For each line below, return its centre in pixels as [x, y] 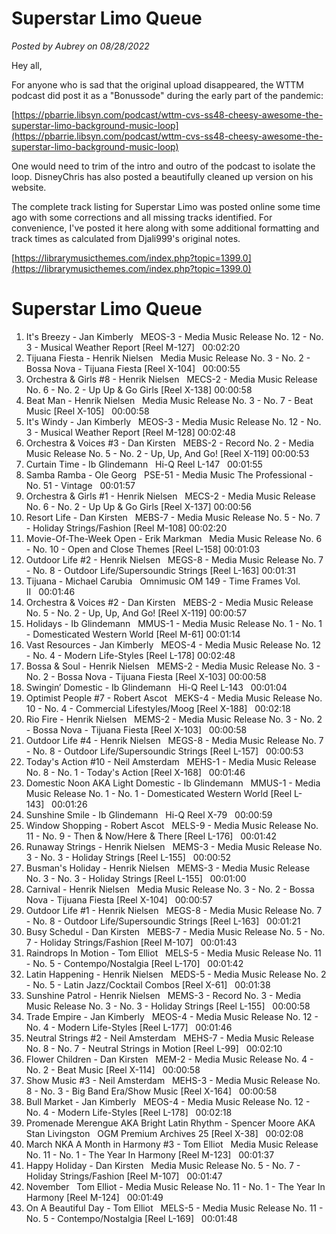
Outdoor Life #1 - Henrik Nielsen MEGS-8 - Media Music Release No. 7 [174, 910]
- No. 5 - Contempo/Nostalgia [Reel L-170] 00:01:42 [134, 963]
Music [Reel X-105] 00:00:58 [87, 411]
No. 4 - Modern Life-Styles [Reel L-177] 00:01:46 [129, 1027]
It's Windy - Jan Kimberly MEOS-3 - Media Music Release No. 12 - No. [173, 421]
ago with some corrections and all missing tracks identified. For [142, 217]
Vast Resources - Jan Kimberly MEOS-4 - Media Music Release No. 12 [173, 644]
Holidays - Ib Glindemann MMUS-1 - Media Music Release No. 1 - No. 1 [174, 623]
